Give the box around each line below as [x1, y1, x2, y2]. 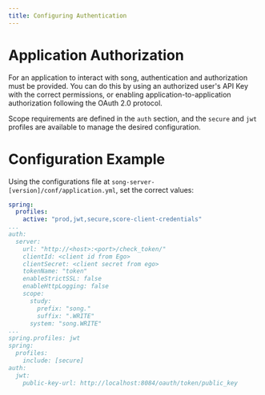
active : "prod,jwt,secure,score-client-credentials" [22, 215, 203, 224]
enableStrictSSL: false [22, 275, 102, 283]
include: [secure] [22, 357, 84, 365]
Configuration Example [8, 150, 166, 168]
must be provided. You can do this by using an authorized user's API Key [8, 81, 249, 90]
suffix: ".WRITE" [37, 312, 94, 320]
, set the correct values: [115, 185, 195, 194]
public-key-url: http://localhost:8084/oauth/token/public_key [22, 379, 239, 387]
